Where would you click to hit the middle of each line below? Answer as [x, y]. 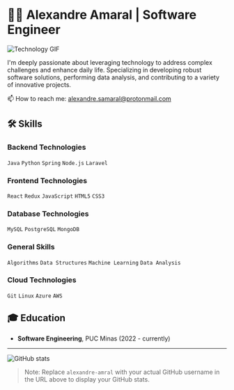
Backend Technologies [47, 148]
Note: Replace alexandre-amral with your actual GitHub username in [122, 372]
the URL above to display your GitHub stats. [87, 379]
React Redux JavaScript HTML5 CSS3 [56, 196]
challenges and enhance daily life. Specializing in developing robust [104, 70]
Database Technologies [48, 214]
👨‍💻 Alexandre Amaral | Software [102, 15]
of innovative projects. [39, 84]
